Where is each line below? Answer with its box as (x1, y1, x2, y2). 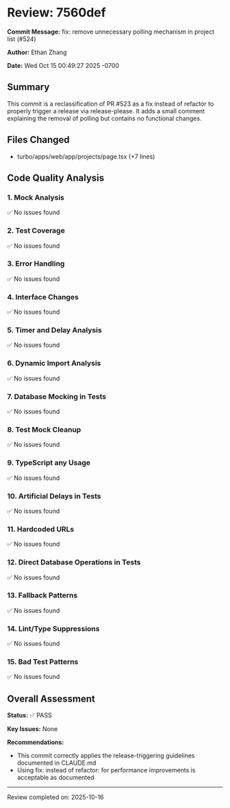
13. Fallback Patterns (7, 590, 78, 600)
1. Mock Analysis (7, 192, 65, 202)
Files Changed (7, 134, 70, 146)
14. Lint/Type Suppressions (7, 623, 100, 633)
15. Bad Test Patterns (7, 657, 79, 667)
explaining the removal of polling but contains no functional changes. (7, 114, 202, 122)
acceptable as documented (16, 774, 94, 782)
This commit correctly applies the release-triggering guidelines (16, 752, 195, 760)
